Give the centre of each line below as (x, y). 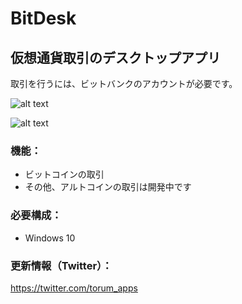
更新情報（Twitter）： (61, 265)
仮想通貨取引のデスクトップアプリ (115, 57)
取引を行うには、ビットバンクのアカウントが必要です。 (124, 83)
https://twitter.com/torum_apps (74, 288)
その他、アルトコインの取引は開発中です (108, 187)
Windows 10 (50, 238)
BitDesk (43, 18)
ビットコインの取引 (64, 174)
